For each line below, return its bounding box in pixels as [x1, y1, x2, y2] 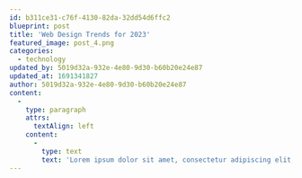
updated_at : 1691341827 [9, 72, 99, 81]
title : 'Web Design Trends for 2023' [9, 30, 151, 39]
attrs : [25, 113, 50, 122]
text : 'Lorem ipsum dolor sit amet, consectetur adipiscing [41, 155, 271, 165]
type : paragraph [25, 105, 87, 114]
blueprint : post [9, 22, 70, 31]
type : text [41, 147, 83, 156]
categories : [9, 47, 54, 56]
